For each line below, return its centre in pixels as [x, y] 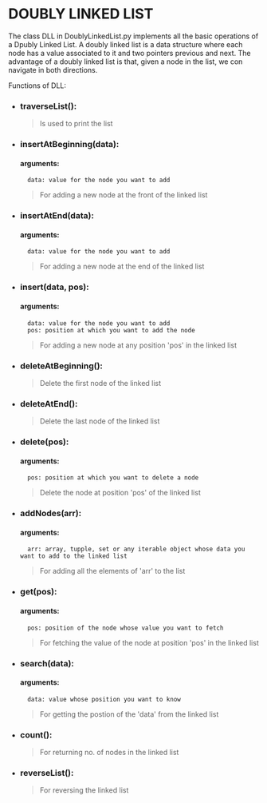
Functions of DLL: [37, 85]
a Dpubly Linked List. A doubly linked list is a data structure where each [126, 44]
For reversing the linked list [84, 790]
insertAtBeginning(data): [69, 145]
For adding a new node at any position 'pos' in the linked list [138, 345]
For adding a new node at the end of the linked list [122, 266]
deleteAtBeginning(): [61, 366]
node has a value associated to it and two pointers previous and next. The [130, 53]
